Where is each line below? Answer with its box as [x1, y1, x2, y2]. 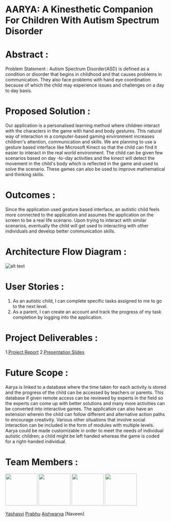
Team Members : [5, 456, 78, 468]
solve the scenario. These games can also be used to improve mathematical [5, 166, 165, 172]
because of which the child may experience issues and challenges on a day [5, 82, 164, 88]
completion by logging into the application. [12, 314, 103, 320]
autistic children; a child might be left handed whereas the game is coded [5, 433, 160, 439]
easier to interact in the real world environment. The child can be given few [5, 150, 163, 156]
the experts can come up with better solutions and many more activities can [5, 400, 165, 406]
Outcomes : [5, 190, 56, 201]
